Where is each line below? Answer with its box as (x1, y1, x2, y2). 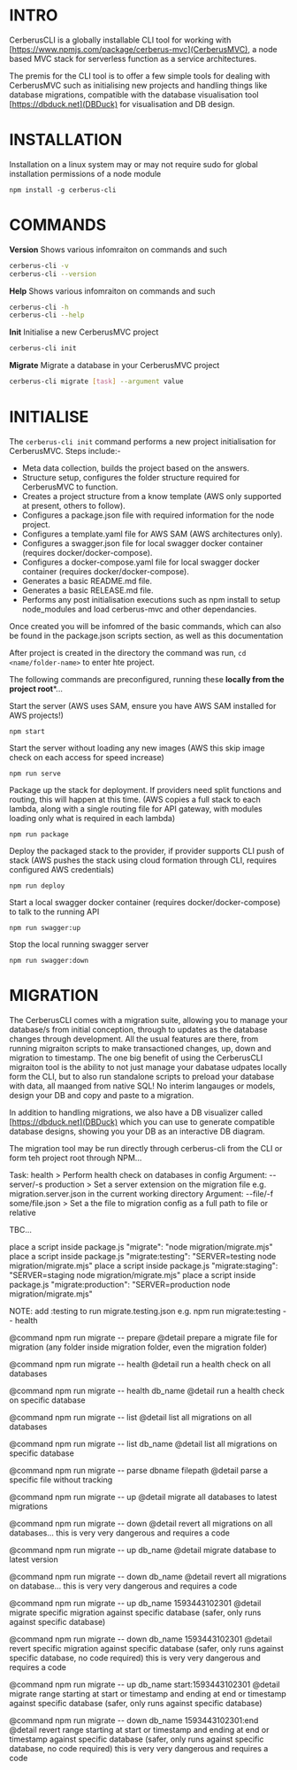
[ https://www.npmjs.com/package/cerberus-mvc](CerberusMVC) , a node (9, 43, 278, 54)
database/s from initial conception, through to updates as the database (9, 1024, 268, 1035)
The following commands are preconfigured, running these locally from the (9, 674, 285, 684)
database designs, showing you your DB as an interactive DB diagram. (9, 1126, 265, 1136)
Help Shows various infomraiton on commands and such (9, 285, 216, 296)
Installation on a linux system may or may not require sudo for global (9, 158, 259, 169)
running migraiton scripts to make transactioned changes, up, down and (9, 1043, 271, 1053)
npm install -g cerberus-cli (9, 185, 117, 195)
